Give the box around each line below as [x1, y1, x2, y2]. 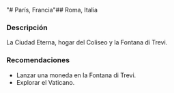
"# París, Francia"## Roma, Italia [6, 6, 98, 14]
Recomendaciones [6, 55, 70, 65]
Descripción [6, 23, 48, 32]
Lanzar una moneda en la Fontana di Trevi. [16, 71, 136, 79]
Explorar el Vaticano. [16, 78, 75, 86]
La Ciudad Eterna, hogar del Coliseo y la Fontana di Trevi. [6, 38, 168, 46]
